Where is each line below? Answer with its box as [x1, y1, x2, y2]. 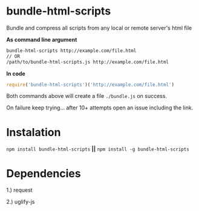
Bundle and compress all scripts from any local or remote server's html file [6, 24, 192, 31]
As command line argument [6, 36, 77, 43]
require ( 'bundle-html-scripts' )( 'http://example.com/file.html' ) [6, 82, 174, 88]
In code [6, 70, 25, 77]
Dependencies [6, 166, 81, 180]
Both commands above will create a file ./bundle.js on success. [6, 93, 168, 100]
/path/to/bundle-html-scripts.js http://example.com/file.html [6, 59, 169, 65]
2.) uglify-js [6, 198, 35, 206]
